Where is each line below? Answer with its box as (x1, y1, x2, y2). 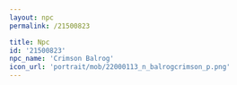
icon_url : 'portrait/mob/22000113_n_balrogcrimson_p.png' (9, 63, 231, 72)
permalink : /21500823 (9, 21, 91, 30)
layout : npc (9, 13, 54, 22)
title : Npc (9, 38, 50, 47)
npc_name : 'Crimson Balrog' (9, 55, 115, 64)
